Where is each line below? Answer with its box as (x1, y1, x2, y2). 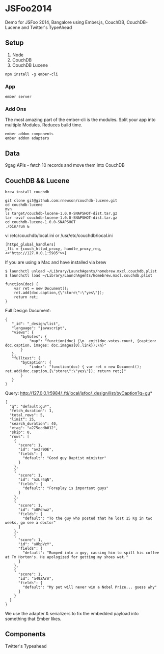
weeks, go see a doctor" (5, 520, 56, 525)
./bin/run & (5, 224, 29, 229)
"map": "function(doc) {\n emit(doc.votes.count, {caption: (29, 338, 157, 343)
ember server (5, 94, 32, 99)
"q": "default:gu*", (9, 404, 52, 409)
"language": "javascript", (11, 326, 67, 330)
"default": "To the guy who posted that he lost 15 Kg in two (23, 516, 153, 521)
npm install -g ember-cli (5, 72, 58, 77)
